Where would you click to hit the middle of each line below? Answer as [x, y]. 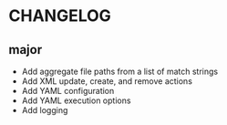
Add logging [45, 110]
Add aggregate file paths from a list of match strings [120, 71]
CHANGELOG [60, 16]
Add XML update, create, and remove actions [107, 81]
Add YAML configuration [68, 91]
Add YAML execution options [76, 100]
